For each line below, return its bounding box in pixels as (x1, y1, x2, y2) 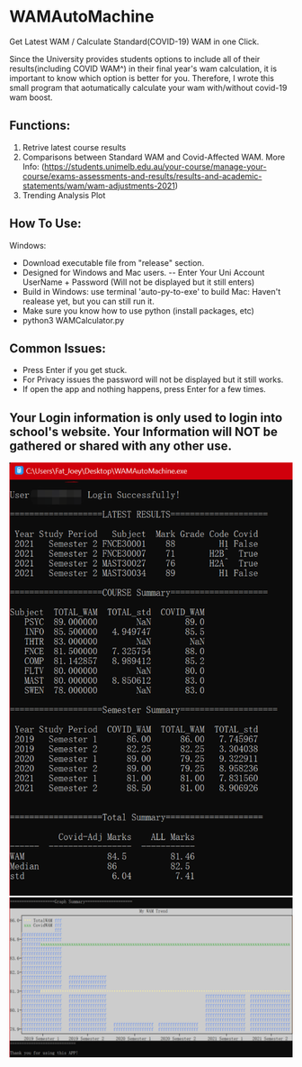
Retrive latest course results (22, 141, 127, 152)
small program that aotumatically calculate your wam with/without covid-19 (9, 82, 288, 93)
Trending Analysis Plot (22, 189, 106, 200)
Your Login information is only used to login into (9, 410, 283, 425)
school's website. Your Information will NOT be (9, 424, 279, 439)
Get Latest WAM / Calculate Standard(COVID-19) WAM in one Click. (9, 36, 260, 47)
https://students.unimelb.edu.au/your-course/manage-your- (44, 160, 267, 172)
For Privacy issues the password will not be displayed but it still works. (22, 374, 284, 385)
